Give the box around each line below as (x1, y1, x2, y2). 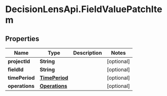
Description (73, 50, 102, 56)
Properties (5, 34, 39, 43)
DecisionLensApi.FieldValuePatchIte (5, 4, 162, 15)
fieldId (8, 66, 24, 73)
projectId (8, 58, 30, 65)
